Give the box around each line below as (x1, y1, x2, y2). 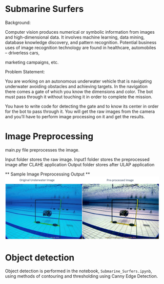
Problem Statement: (5, 68, 45, 74)
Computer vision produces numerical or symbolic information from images (5, 29, 155, 35)
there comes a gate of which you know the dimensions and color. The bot (5, 88, 153, 94)
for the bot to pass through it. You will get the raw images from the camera (5, 109, 155, 114)
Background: (5, 20, 31, 25)
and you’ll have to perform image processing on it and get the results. (5, 113, 145, 119)
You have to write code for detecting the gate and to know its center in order (5, 103, 159, 109)
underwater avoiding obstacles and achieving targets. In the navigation (5, 83, 148, 89)
